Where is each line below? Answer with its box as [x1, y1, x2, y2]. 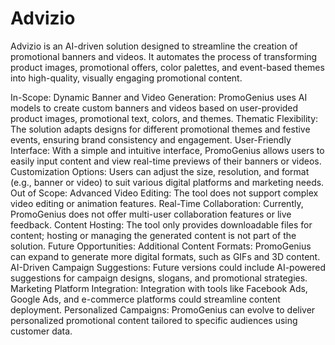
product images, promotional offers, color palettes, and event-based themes [10, 61, 325, 73]
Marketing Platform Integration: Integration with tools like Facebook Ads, [10, 282, 308, 294]
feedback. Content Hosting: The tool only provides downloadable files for [10, 218, 313, 231]
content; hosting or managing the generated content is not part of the [10, 229, 297, 241]
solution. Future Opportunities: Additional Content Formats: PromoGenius [10, 240, 312, 252]
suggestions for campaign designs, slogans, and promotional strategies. [10, 272, 308, 284]
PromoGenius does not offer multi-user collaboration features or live [10, 208, 292, 220]
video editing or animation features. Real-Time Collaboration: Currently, [10, 197, 304, 209]
